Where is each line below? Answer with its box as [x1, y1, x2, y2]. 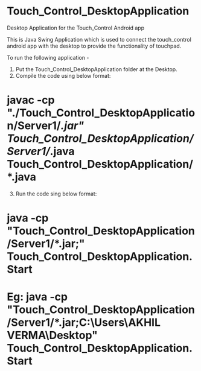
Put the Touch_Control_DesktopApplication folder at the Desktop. [15, 65, 177, 73]
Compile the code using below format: [15, 72, 111, 79]
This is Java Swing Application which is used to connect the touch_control [7, 36, 192, 43]
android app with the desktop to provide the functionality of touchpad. [7, 42, 182, 49]
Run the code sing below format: [15, 190, 97, 197]
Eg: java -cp [7, 290, 68, 304]
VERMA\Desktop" [7, 329, 98, 342]
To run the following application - [7, 54, 89, 61]
